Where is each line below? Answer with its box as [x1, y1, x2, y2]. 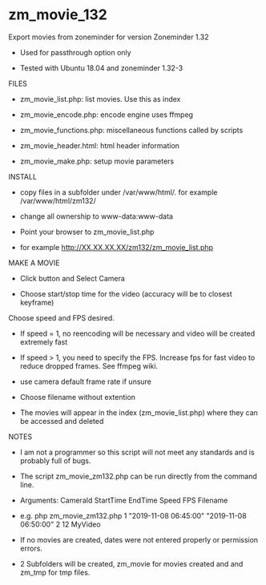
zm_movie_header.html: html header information [19, 140, 180, 150]
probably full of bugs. [19, 455, 91, 466]
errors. [19, 543, 42, 553]
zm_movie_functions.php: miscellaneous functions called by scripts [19, 125, 244, 135]
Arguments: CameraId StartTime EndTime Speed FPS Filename [19, 495, 228, 505]
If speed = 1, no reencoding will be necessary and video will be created [19, 329, 256, 338]
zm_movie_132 [8, 6, 108, 24]
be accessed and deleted [19, 416, 104, 426]
